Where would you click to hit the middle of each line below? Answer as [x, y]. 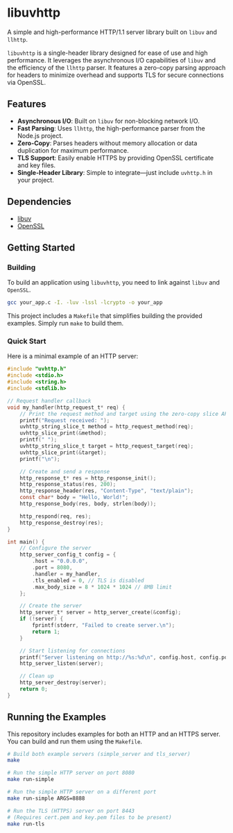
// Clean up [37, 676]
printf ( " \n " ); [40, 459]
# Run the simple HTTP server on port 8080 [71, 773]
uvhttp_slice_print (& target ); [63, 453]
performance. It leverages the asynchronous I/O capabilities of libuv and [112, 60]
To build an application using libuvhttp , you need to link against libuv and [114, 283]
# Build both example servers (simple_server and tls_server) [99, 754]
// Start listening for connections [73, 650]
